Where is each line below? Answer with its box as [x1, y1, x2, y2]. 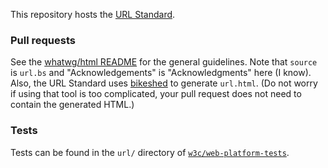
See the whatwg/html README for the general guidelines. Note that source [10, 56, 318, 68]
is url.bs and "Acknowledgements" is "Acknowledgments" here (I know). [10, 67, 312, 79]
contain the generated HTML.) [10, 99, 135, 111]
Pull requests [10, 33, 76, 47]
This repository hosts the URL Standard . [10, 9, 176, 20]
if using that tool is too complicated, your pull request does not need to [10, 88, 302, 100]
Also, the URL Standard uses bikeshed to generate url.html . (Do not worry [10, 77, 318, 89]
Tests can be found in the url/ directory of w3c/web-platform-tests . [10, 146, 290, 158]
